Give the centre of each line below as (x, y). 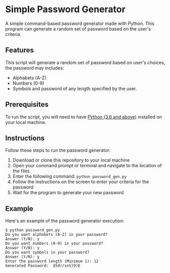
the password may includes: (35, 68)
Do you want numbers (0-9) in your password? (54, 244)
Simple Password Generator (65, 9)
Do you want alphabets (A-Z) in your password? (57, 235)
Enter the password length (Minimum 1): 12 (52, 261)
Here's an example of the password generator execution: (65, 221)
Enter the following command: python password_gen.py (70, 176)
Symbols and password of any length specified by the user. (75, 88)
